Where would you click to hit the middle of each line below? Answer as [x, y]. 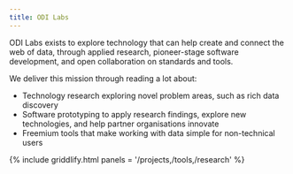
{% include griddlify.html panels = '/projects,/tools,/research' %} [127, 159]
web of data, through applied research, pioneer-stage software [124, 52]
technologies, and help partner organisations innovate [120, 124]
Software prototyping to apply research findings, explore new [134, 114]
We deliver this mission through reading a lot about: [103, 78]
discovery [40, 105]
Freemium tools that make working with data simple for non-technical [149, 132]
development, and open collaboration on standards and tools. [121, 61]
